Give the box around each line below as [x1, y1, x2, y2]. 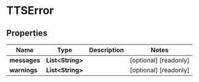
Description [89, 46, 124, 54]
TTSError [6, 4, 54, 18]
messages [9, 56, 40, 64]
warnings [9, 66, 38, 74]
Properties [6, 28, 48, 38]
